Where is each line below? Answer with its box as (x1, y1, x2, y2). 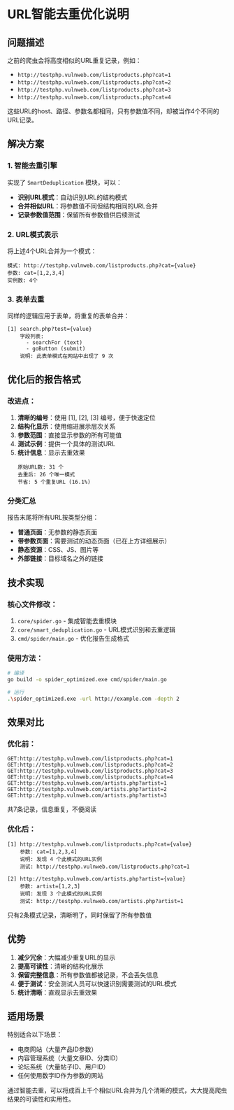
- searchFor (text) (25, 339, 82, 346)
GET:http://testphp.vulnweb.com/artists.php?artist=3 (7, 792, 168, 799)
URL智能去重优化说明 (7, 6, 129, 22)
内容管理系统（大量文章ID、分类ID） (17, 1054, 122, 1062)
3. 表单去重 (7, 294, 45, 304)
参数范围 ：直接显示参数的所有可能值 (17, 431, 122, 439)
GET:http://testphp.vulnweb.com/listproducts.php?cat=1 (7, 755, 173, 762)
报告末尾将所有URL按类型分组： (7, 513, 99, 522)
